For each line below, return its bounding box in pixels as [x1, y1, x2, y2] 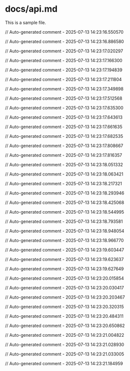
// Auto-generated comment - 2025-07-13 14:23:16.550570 [5, 29, 124, 35]
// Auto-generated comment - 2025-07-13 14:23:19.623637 [5, 256, 124, 262]
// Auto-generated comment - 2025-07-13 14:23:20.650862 [5, 323, 125, 328]
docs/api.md [5, 3, 57, 15]
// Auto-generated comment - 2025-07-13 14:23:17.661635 [5, 124, 123, 130]
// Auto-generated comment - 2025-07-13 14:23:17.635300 [5, 105, 124, 110]
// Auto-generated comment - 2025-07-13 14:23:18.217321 [5, 180, 122, 186]
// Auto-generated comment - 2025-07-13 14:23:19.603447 [5, 247, 124, 253]
